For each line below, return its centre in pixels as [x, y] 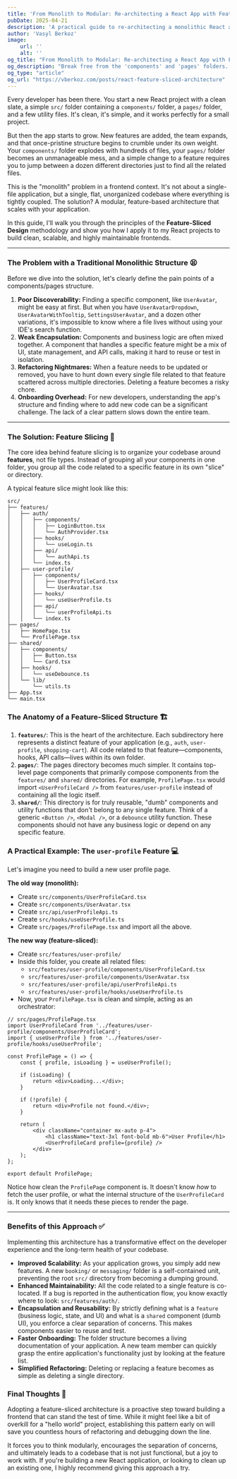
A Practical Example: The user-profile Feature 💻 [93, 851]
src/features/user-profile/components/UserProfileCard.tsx [117, 970]
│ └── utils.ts [39, 686]
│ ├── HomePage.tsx [39, 631]
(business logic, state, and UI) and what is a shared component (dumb [119, 1315]
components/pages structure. [50, 286]
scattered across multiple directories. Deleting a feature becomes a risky [123, 382]
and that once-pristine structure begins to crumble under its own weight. [113, 143]
